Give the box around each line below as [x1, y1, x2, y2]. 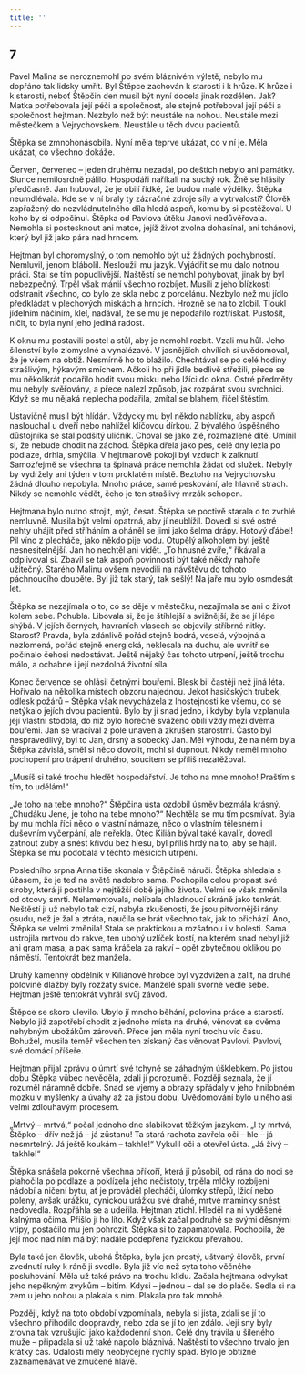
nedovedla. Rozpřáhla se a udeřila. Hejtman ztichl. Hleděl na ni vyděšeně [9, 1205, 282, 1216]
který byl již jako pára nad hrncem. [9, 232, 139, 243]
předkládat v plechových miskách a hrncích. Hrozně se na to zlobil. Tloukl [9, 298, 287, 310]
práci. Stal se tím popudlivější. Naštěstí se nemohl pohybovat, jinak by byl [9, 270, 285, 280]
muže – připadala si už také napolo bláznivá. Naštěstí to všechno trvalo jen [9, 1337, 290, 1348]
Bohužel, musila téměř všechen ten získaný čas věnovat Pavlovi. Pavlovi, [9, 1035, 282, 1047]
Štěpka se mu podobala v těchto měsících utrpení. [9, 848, 198, 859]
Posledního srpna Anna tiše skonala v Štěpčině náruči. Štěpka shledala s [9, 865, 282, 876]
